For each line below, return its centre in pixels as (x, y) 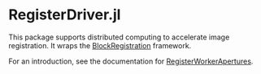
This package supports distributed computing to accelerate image (119, 37)
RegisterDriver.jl (65, 15)
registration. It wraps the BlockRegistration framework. (100, 45)
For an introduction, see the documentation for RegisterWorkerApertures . (131, 61)
